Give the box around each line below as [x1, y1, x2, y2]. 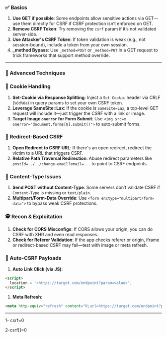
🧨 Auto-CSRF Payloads [5, 255, 62, 262]
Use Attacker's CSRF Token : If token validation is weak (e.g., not [12, 36, 146, 42]
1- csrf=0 [5, 318, 24, 324]
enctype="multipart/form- [101, 196, 155, 201]
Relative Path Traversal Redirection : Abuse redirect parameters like [12, 155, 152, 161]
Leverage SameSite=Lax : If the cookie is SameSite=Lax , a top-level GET [12, 105, 159, 111]
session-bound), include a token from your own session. [12, 42, 128, 48]
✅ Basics [5, 4, 27, 11]
